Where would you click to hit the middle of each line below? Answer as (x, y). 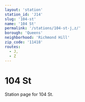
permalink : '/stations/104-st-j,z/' (43, 28)
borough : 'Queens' (24, 33)
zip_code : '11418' (24, 42)
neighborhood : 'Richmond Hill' (37, 38)
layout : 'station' (24, 10)
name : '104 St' (20, 24)
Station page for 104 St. (29, 95)
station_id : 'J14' (24, 14)
